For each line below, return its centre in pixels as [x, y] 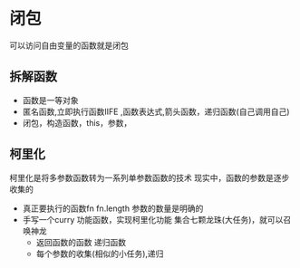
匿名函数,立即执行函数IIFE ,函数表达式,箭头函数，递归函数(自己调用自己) [156, 111]
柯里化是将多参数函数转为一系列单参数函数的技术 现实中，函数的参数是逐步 [150, 177]
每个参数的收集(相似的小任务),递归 [100, 254]
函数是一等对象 [50, 100]
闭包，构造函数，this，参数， [77, 122]
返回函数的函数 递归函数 [81, 242]
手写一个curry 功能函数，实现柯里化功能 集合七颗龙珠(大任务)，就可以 [153, 219]
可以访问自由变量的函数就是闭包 [69, 45]
